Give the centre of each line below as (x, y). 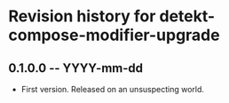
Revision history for (82, 16)
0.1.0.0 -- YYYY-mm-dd (76, 68)
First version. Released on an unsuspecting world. (113, 89)
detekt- (187, 16)
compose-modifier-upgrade (114, 35)
